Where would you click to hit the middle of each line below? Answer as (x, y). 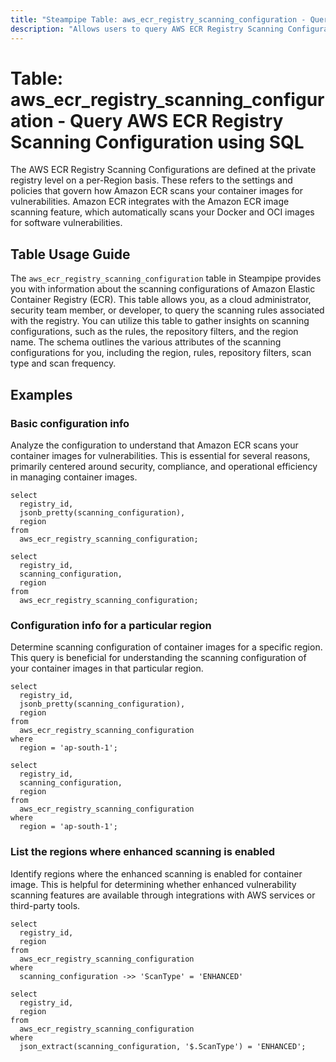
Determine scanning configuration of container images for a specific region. (166, 647)
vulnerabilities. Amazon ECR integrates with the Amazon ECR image (150, 202)
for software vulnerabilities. (66, 223)
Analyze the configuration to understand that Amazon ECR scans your (154, 445)
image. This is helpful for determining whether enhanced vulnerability (153, 884)
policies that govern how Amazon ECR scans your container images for (157, 191)
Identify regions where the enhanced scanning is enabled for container (156, 873)
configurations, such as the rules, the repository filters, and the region (154, 332)
